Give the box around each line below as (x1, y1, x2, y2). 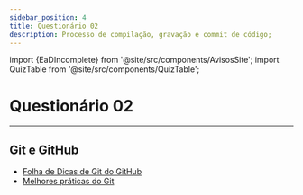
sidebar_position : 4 (9, 13, 87, 22)
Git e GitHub (9, 142, 79, 157)
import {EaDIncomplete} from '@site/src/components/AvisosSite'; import (9, 55, 280, 66)
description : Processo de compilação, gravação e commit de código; (9, 30, 272, 39)
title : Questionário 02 (9, 22, 99, 31)
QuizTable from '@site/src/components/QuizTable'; (9, 64, 200, 75)
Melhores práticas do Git (22, 176, 115, 187)
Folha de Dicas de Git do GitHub (22, 166, 142, 177)
